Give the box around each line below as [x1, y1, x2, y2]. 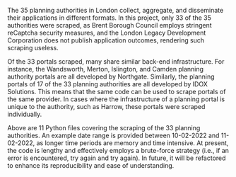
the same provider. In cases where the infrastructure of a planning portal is [7, 95, 225, 103]
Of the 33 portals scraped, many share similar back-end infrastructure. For [7, 57, 225, 66]
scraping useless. [7, 44, 59, 52]
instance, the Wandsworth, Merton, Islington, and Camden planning [7, 65, 203, 73]
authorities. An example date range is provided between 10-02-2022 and [7, 131, 220, 139]
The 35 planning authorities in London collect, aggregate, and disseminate [7, 6, 224, 14]
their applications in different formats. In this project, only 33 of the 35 [7, 13, 212, 22]
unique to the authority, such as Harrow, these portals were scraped [7, 103, 206, 110]
